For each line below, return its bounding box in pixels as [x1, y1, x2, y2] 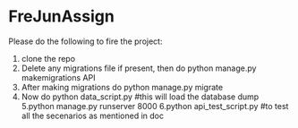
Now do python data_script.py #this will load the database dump [21, 91, 260, 102]
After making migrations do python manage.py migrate [21, 81, 224, 92]
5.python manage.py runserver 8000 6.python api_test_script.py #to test [21, 100, 289, 111]
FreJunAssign [8, 6, 115, 27]
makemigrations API [21, 72, 96, 82]
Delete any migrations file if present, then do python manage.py [21, 63, 257, 73]
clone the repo [21, 53, 76, 64]
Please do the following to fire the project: [8, 36, 163, 47]
